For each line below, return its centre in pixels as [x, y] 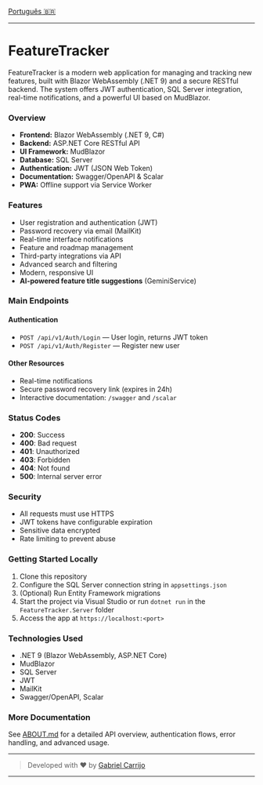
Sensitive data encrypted [60, 531]
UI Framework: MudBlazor [62, 151]
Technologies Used [46, 638]
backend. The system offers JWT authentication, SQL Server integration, [125, 89]
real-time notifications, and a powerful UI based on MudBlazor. [109, 97]
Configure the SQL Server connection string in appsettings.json [123, 584]
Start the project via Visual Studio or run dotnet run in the [112, 601]
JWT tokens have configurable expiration [86, 522]
